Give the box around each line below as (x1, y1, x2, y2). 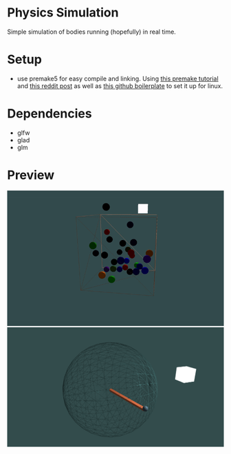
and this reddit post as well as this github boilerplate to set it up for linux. (16, 81, 223, 90)
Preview (7, 167, 55, 183)
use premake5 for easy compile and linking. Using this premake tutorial (16, 74, 219, 83)
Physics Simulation (7, 5, 119, 21)
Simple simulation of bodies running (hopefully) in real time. (7, 28, 177, 36)
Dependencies (7, 106, 92, 122)
